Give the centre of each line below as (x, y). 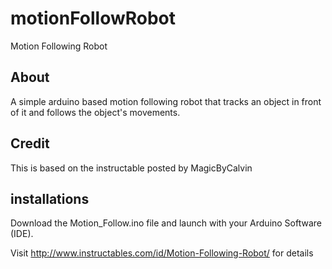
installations (50, 198)
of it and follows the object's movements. (95, 112)
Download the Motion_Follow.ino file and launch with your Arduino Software (166, 223)
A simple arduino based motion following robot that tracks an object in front (166, 101)
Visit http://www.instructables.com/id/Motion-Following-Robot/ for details (162, 253)
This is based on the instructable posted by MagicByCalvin (131, 168)
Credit (30, 143)
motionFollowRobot (93, 18)
